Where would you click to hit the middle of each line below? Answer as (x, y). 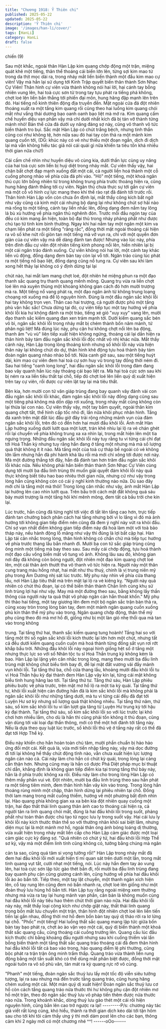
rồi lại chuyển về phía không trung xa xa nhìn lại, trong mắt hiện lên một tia (81, 433)
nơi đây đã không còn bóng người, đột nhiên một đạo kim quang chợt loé (79, 559)
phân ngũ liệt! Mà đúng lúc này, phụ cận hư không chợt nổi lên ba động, (79, 329)
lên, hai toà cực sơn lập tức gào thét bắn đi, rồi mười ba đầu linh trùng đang (82, 869)
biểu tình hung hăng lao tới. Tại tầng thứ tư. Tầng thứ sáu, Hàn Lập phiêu (79, 680)
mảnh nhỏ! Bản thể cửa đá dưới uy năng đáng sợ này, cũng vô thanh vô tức (82, 124)
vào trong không (22, 623)
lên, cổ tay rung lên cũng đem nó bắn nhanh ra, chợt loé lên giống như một (82, 885)
